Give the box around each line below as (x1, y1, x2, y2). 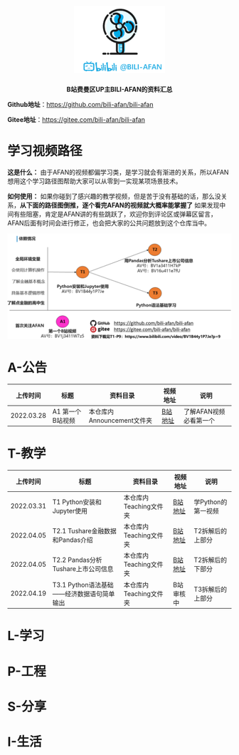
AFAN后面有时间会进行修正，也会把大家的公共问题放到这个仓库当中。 (7, 218, 211, 227)
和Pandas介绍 (52, 535, 94, 544)
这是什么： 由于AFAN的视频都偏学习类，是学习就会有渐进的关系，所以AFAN (7, 168, 229, 176)
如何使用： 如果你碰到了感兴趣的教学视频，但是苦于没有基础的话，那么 (7, 192, 215, 200)
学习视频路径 (7, 143, 83, 159)
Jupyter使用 (52, 506, 87, 515)
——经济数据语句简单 (52, 589, 115, 597)
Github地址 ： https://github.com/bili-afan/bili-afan (7, 100, 154, 108)
